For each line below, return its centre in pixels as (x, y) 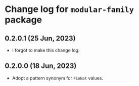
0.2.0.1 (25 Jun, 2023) (40, 38)
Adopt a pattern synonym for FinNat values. (58, 78)
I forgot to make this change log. (46, 50)
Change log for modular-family (69, 9)
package (24, 20)
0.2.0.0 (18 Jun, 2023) (41, 66)
